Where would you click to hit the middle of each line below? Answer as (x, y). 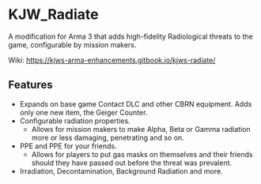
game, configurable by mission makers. (72, 44)
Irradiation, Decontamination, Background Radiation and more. (121, 171)
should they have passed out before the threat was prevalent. (132, 163)
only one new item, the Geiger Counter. (83, 112)
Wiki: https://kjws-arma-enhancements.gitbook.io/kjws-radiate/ (112, 60)
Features (30, 85)
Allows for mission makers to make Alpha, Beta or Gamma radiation (141, 129)
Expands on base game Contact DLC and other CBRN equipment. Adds (136, 103)
